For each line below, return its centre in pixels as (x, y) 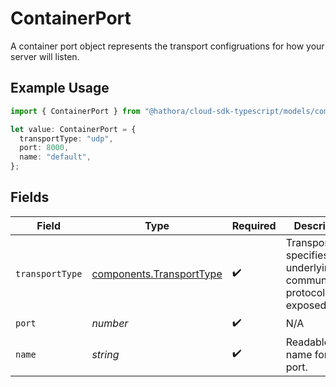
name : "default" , (55, 157)
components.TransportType (157, 274)
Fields (30, 197)
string (105, 354)
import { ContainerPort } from (75, 111)
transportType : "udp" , (66, 138)
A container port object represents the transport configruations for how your (167, 46)
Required (254, 225)
